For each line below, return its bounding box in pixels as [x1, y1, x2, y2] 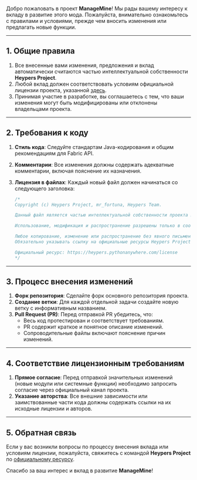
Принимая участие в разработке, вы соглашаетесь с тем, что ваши [14, 93, 185, 100]
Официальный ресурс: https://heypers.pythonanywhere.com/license [14, 249, 178, 255]
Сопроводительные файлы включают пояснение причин [23, 330, 166, 337]
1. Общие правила [6, 46, 75, 56]
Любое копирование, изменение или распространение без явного [14, 234, 170, 239]
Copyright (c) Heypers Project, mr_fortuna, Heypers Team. [14, 202, 162, 208]
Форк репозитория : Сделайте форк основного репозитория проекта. [14, 292, 189, 299]
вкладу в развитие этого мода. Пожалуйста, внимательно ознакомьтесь [6, 11, 189, 18]
